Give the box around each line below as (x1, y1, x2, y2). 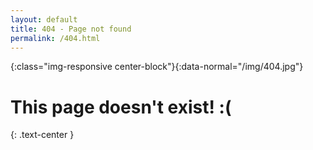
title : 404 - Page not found (10, 24, 132, 34)
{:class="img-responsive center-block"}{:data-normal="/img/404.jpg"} (10, 61, 304, 73)
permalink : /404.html (10, 33, 101, 43)
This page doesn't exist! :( (10, 96, 232, 118)
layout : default (10, 14, 78, 25)
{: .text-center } (10, 129, 75, 141)
